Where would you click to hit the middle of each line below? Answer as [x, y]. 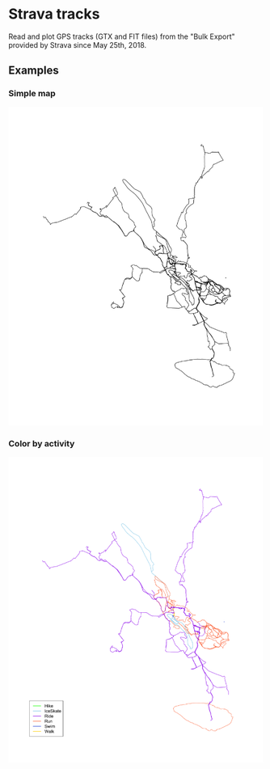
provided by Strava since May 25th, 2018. [78, 44]
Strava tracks [54, 14]
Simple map [32, 94]
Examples [34, 71]
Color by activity [42, 443]
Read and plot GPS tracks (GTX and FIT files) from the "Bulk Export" [122, 36]
